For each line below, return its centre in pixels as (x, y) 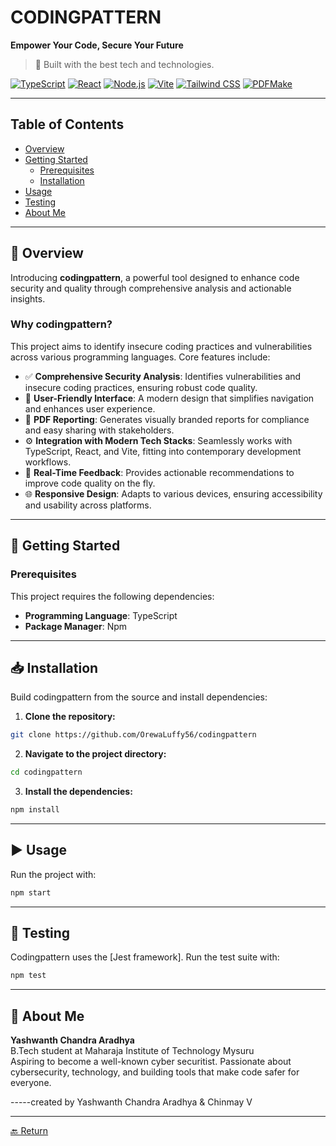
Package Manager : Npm (76, 626)
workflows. (48, 462)
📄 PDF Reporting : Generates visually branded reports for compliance (167, 419)
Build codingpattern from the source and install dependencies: (139, 697)
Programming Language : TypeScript (101, 615)
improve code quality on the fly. (90, 483)
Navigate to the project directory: (95, 754)
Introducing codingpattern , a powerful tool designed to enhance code (155, 277)
